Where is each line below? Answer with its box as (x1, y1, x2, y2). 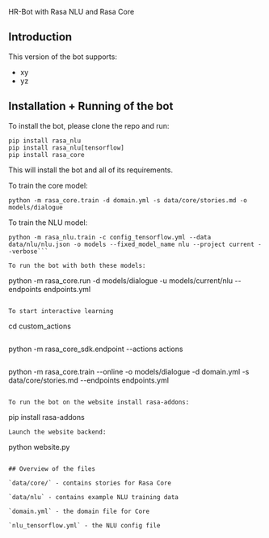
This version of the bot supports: (8, 52, 117, 61)
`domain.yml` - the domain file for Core (8, 507, 150, 515)
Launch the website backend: (8, 428, 107, 436)
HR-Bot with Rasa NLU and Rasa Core (8, 7, 135, 16)
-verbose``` (8, 247, 48, 256)
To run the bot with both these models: (8, 261, 147, 269)
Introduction (8, 30, 73, 44)
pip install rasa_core (8, 150, 85, 159)
